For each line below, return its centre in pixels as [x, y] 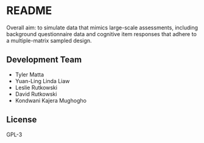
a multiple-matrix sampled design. [49, 40]
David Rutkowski [36, 94]
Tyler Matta [30, 75]
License [22, 120]
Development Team [44, 60]
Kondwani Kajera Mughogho [51, 100]
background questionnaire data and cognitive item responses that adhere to [101, 34]
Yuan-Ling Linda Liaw [42, 81]
